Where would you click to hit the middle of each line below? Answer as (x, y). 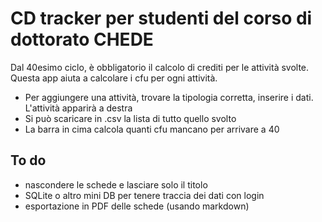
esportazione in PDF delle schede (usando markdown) (137, 206)
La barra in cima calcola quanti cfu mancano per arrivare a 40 (152, 129)
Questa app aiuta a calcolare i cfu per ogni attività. (114, 78)
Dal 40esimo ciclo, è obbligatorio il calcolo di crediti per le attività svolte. (160, 67)
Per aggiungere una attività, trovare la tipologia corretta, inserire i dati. (169, 97)
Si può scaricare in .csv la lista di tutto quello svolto (130, 118)
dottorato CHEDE (82, 39)
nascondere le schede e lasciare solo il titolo (116, 184)
